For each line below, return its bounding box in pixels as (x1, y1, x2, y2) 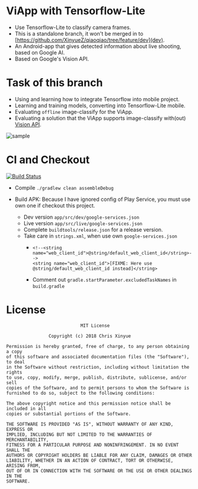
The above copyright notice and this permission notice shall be (6, 400, 171, 407)
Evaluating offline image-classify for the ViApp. (14, 108, 133, 115)
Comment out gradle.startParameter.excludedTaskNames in (32, 276, 177, 283)
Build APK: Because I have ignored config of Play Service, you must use (14, 196, 191, 203)
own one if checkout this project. (14, 202, 95, 209)
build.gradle (32, 283, 65, 289)
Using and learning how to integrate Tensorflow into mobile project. (14, 95, 180, 103)
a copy (6, 349, 23, 354)
